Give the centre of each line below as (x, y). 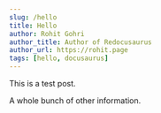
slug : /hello (33, 17)
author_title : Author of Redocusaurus (80, 42)
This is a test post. (43, 83)
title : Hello (33, 26)
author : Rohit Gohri (47, 34)
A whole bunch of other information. (75, 101)
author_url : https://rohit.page (69, 50)
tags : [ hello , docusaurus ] (59, 58)
